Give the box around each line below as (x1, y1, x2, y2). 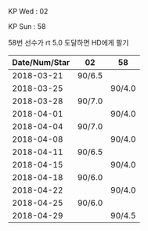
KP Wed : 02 (8, 7, 49, 16)
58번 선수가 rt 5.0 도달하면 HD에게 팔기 (8, 38, 129, 47)
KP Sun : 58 (8, 22, 46, 31)
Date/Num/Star (12, 57, 70, 67)
